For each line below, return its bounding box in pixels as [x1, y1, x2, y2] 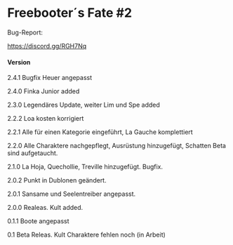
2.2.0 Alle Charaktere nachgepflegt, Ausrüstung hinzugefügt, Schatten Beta [7, 142, 227, 150]
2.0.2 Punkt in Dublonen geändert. [7, 176, 107, 185]
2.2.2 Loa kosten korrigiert [7, 114, 84, 123]
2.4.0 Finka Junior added [7, 87, 80, 95]
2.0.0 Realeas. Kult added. [7, 204, 84, 212]
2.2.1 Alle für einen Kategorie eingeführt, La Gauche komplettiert [7, 128, 193, 136]
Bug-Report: [7, 28, 44, 37]
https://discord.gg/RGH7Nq [7, 41, 87, 50]
